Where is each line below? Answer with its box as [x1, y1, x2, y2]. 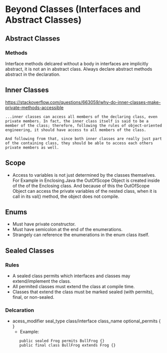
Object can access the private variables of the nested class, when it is [12, 188, 157, 194]
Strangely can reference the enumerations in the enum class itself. [12, 232, 149, 238]
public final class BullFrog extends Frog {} [19, 343, 116, 348]
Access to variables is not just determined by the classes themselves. [12, 172, 156, 178]
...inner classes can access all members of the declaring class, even [5, 114, 157, 119]
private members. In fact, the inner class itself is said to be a [5, 119, 149, 124]
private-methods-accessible [5, 104, 64, 110]
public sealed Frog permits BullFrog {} [19, 338, 105, 343]
